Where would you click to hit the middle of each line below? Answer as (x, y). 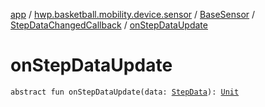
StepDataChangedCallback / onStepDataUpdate (109, 25)
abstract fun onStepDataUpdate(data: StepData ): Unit (125, 92)
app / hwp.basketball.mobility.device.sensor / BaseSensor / (133, 14)
